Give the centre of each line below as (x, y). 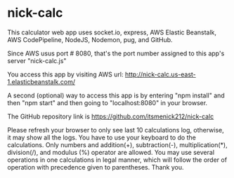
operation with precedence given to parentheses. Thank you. (96, 167)
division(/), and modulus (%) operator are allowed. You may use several (111, 152)
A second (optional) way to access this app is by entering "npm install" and (116, 95)
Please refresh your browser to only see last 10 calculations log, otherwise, (116, 130)
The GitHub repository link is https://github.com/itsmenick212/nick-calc (111, 116)
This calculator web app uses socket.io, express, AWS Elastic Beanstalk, (112, 32)
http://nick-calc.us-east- (161, 74)
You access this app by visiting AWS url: (65, 74)
